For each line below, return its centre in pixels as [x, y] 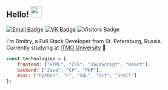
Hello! [18, 15]
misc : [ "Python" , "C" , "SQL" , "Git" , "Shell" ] [77, 76]
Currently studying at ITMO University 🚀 [56, 47]
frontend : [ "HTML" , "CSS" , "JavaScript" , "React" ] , [84, 64]
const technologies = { [36, 58]
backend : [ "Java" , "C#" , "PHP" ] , [59, 70]
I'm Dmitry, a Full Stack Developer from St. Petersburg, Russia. [84, 41]
